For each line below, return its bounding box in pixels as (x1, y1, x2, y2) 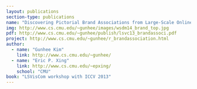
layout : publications (6, 8, 59, 15)
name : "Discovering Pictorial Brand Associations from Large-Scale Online (6, 19, 193, 25)
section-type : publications (6, 14, 75, 20)
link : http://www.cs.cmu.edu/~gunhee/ (16, 52, 111, 58)
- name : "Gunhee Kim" (11, 47, 64, 53)
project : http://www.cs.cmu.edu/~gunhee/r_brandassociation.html (6, 36, 169, 42)
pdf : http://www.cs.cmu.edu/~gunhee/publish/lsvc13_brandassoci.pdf (6, 30, 177, 36)
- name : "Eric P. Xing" (11, 57, 69, 63)
